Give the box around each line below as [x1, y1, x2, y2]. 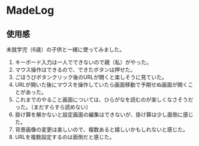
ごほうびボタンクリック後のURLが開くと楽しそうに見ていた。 [14, 74, 168, 81]
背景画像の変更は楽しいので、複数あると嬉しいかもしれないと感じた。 [14, 126, 189, 133]
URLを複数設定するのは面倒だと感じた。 [14, 133, 115, 141]
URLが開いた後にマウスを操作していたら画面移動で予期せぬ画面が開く [14, 81, 188, 88]
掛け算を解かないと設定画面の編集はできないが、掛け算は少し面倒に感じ [14, 111, 194, 118]
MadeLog [6, 4, 55, 17]
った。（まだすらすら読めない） [14, 104, 92, 111]
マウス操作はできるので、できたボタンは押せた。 [14, 66, 136, 73]
